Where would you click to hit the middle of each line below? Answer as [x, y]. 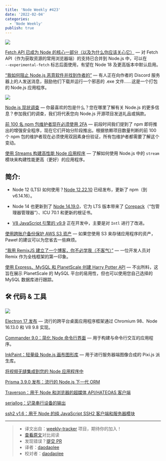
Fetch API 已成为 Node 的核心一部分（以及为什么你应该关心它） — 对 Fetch [82, 52]
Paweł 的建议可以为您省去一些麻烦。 [42, 240]
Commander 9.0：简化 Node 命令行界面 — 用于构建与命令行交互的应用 [77, 337]
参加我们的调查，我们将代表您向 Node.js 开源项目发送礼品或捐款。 [81, 114]
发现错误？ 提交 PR [43, 441]
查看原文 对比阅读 [42, 435]
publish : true [20, 28]
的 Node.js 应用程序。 [27, 88]
